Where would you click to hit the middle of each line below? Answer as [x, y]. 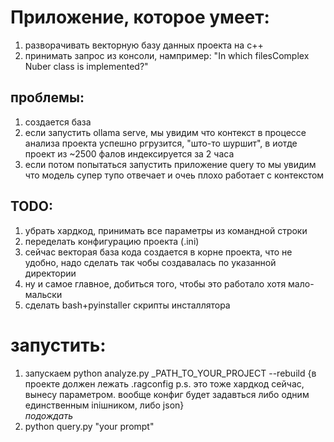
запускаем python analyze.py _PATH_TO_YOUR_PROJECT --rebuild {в [170, 373]
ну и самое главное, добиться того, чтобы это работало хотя [155, 283]
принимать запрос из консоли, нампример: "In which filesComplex [167, 55]
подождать [49, 415]
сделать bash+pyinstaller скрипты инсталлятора [127, 305]
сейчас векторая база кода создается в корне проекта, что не [158, 252]
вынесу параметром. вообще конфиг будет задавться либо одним [167, 394]
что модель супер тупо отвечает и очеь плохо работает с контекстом [174, 175]
